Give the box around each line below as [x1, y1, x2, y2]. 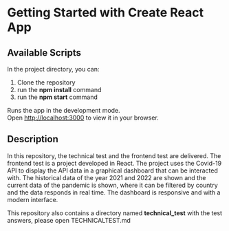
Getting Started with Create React [7, 5, 204, 21]
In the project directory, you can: [7, 65, 100, 73]
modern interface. [7, 195, 58, 203]
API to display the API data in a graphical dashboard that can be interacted [7, 166, 218, 175]
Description [7, 133, 58, 145]
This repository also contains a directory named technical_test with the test [7, 208, 222, 217]
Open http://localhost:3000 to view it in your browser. [7, 113, 160, 122]
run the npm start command [17, 93, 98, 101]
